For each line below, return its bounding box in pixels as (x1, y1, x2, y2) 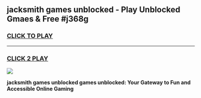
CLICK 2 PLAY (7, 54, 48, 62)
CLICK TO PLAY (7, 32, 53, 40)
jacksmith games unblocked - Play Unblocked (7, 5, 181, 15)
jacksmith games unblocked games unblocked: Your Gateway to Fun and (7, 78, 191, 86)
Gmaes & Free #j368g (7, 14, 89, 24)
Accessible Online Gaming (7, 85, 74, 92)
